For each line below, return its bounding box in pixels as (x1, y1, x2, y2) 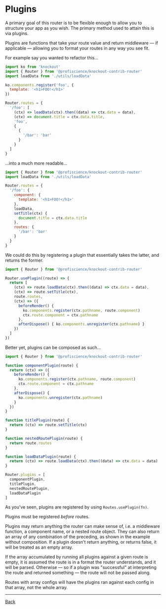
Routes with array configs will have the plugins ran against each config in (5, 579, 154, 585)
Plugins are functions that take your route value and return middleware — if (5, 40, 158, 46)
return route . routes (9, 440, 52, 446)
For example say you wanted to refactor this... (5, 54, 99, 60)
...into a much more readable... (5, 160, 68, 166)
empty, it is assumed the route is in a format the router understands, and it (5, 559, 156, 565)
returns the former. (5, 257, 43, 263)
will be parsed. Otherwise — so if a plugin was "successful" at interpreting (5, 564, 157, 570)
